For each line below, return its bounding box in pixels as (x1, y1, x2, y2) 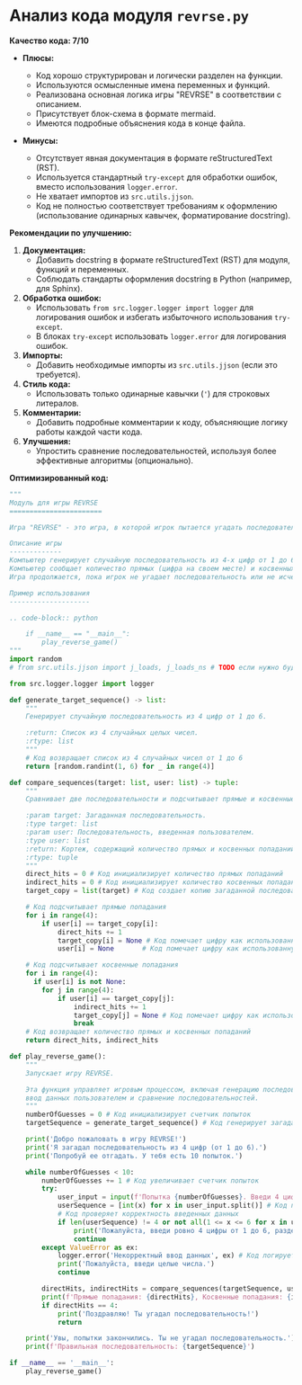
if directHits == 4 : (41, 1300, 119, 1309)
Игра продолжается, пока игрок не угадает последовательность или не (9, 572, 276, 581)
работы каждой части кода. (35, 426, 143, 437)
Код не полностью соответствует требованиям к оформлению (35, 200, 278, 211)
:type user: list (25, 835, 91, 845)
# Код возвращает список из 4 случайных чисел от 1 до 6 (25, 753, 244, 763)
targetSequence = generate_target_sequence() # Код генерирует (25, 1119, 268, 1128)
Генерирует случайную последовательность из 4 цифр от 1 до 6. (25, 712, 268, 721)
